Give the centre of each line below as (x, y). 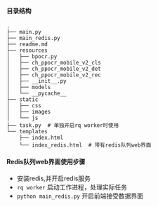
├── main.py (24, 32)
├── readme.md (27, 45)
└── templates (27, 132)
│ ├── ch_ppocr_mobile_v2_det (54, 69)
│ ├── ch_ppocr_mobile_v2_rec (54, 75)
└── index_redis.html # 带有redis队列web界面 (85, 145)
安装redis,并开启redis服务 (53, 178)
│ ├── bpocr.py (32, 57)
